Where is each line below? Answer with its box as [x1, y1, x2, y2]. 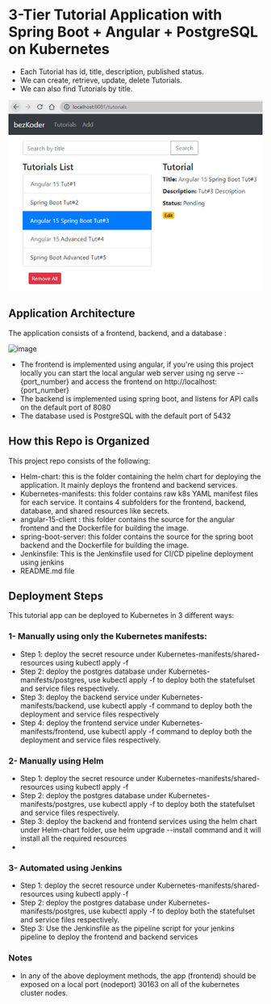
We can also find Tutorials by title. [19, 83, 133, 94]
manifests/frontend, [19, 726, 86, 736]
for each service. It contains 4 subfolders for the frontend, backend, [19, 497, 247, 506]
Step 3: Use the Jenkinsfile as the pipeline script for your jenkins [19, 923, 236, 934]
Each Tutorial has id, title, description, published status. [19, 66, 204, 76]
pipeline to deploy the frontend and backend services [19, 932, 198, 942]
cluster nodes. [19, 988, 69, 998]
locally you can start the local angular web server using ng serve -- [19, 368, 244, 377]
